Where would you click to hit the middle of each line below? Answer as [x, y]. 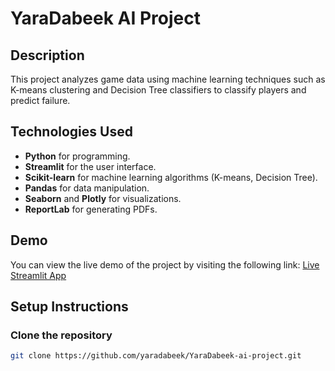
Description [47, 55]
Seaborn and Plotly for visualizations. [103, 198]
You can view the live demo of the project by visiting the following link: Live [165, 264]
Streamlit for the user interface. [90, 166]
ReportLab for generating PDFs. [91, 209]
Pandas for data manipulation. [87, 188]
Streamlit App [38, 275]
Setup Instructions [69, 307]
